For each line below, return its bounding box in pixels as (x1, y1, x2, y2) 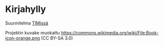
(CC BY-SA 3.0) (40, 35, 73, 41)
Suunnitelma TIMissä (5, 20, 48, 26)
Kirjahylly (5, 3, 46, 15)
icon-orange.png (5, 35, 40, 41)
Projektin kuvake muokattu (5, 29, 60, 35)
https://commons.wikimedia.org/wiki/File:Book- (60, 29, 159, 35)
